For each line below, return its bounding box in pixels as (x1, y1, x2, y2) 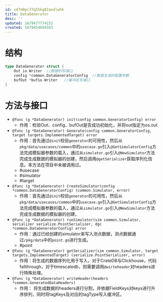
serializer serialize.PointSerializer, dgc (12, 222, 102, 227)
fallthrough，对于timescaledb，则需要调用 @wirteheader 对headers (19, 264, 151, 270)
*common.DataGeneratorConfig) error (12, 226, 87, 231)
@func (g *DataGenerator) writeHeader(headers (12, 276, 109, 281)
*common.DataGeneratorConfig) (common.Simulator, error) (12, 188, 130, 193)
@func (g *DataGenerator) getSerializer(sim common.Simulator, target (12, 249, 159, 253)
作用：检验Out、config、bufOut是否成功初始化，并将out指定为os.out (19, 122, 158, 128)
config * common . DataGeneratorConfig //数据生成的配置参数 (14, 73, 129, 78)
